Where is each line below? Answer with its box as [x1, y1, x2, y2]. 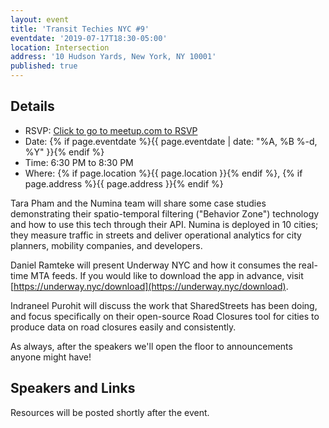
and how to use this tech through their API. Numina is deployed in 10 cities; [10, 218, 319, 230]
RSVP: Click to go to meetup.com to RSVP [24, 124, 198, 136]
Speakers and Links [10, 380, 136, 397]
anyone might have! [10, 351, 92, 363]
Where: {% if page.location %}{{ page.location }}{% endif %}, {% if [24, 167, 303, 179]
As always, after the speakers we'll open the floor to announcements [10, 340, 293, 352]
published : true [10, 61, 78, 71]
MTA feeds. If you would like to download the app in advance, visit [30, 269, 304, 281]
